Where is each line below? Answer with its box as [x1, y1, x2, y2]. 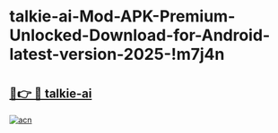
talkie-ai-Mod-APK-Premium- [9, 6, 236, 27]
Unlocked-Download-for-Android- [9, 25, 271, 46]
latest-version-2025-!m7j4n [9, 45, 225, 64]
